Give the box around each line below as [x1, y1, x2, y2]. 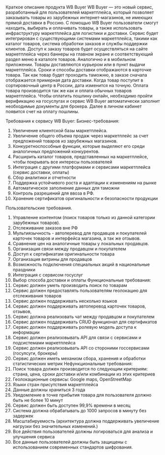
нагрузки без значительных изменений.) [12, 424, 98, 429]
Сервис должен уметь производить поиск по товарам [12, 283, 127, 288]
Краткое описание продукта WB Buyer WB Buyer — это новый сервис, [5, 4, 154, 10]
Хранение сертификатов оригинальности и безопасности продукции [12, 196, 158, 201]
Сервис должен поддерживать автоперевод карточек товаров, [12, 303, 146, 309]
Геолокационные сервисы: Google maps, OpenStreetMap [12, 376, 132, 382]
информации [12, 329, 40, 335]
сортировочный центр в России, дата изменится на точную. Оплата [5, 83, 149, 88]
